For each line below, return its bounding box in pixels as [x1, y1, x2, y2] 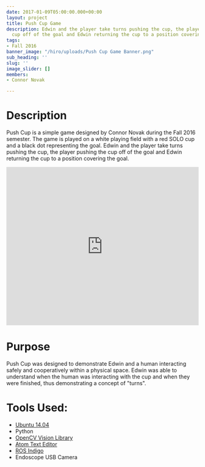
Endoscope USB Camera [15, 453, 78, 461]
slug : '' [6, 60, 29, 66]
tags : [6, 37, 20, 43]
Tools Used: [6, 401, 68, 415]
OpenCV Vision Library [15, 434, 73, 441]
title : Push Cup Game [6, 20, 62, 26]
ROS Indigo [15, 447, 44, 454]
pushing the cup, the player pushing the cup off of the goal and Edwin [6, 148, 182, 156]
